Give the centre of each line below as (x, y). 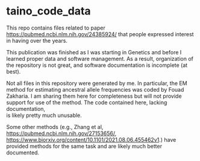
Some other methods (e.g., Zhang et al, (55, 127)
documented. (23, 153)
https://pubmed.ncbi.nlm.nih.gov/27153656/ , (61, 133)
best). (14, 71)
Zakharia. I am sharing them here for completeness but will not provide (94, 96)
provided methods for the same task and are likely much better (84, 146)
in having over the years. (37, 40)
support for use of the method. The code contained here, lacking (87, 102)
